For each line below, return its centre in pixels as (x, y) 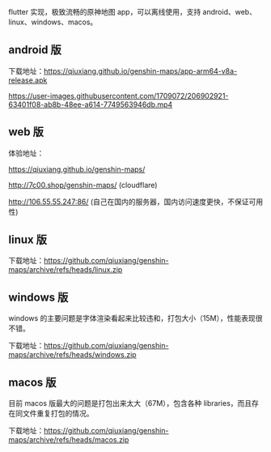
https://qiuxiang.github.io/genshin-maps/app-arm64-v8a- (141, 70)
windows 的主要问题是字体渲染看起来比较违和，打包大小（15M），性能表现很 (135, 318)
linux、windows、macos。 (53, 22)
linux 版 (28, 240)
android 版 (35, 50)
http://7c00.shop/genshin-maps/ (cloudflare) (83, 185)
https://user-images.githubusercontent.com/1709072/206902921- (119, 96)
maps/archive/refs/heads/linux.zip (66, 270)
